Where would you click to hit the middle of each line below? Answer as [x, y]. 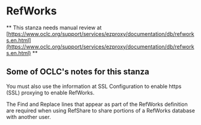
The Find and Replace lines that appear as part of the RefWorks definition [97, 104]
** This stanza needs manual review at [54, 28]
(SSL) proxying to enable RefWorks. [50, 92]
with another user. [28, 117]
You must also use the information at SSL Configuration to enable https [94, 86]
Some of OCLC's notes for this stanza [78, 72]
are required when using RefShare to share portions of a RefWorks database [100, 110]
